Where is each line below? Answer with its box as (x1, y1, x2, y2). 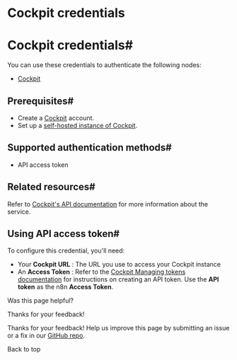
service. (7, 207, 31, 216)
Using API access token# (7, 228, 120, 240)
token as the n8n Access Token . (17, 283, 114, 291)
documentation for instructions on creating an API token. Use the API (17, 275, 219, 284)
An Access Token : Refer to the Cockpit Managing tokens (17, 267, 186, 277)
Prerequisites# (7, 95, 74, 107)
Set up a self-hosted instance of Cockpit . (17, 121, 138, 129)
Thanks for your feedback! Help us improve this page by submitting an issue (7, 324, 230, 332)
